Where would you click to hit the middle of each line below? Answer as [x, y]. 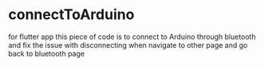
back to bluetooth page [47, 53]
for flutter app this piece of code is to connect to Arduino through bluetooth [132, 37]
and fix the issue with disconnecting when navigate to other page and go [128, 45]
